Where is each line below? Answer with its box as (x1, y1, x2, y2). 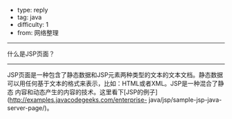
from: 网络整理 (17, 29, 59, 36)
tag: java (17, 13, 42, 21)
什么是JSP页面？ (7, 50, 55, 58)
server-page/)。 (7, 104, 53, 112)
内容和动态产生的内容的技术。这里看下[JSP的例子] (14, 88, 158, 96)
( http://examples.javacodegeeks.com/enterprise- (7, 96, 147, 104)
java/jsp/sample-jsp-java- (148, 96, 222, 104)
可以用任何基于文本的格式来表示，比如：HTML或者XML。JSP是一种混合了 (7, 79, 219, 87)
